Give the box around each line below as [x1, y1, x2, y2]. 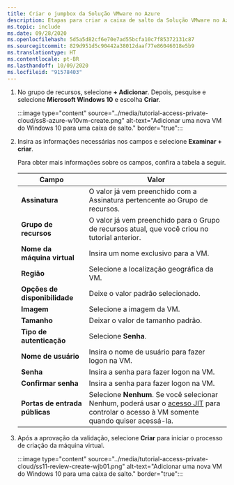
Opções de [20, 284, 58, 294]
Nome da [20, 244, 52, 253]
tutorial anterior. [88, 232, 141, 242]
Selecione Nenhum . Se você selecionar [88, 389, 218, 399]
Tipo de [20, 327, 47, 336]
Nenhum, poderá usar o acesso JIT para [88, 398, 221, 408]
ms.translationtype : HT [7, 50, 77, 57]
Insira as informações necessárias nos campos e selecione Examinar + [17, 137, 222, 145]
